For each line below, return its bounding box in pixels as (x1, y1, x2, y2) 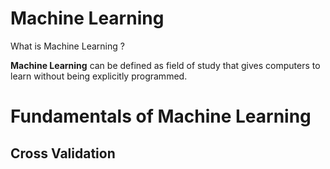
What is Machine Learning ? (10, 40, 125, 52)
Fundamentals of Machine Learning (10, 105, 312, 128)
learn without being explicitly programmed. (10, 70, 188, 82)
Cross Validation (10, 145, 116, 162)
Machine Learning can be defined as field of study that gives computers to (10, 59, 321, 71)
